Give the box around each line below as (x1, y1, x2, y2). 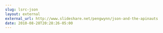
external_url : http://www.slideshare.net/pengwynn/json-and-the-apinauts (5, 16, 159, 21)
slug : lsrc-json (5, 7, 38, 12)
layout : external (5, 12, 41, 16)
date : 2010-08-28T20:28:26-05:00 (5, 20, 73, 26)
